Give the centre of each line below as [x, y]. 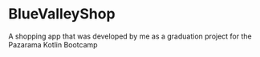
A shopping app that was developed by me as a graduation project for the [130, 36]
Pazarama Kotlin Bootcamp [53, 44]
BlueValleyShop [62, 14]
